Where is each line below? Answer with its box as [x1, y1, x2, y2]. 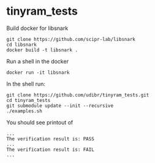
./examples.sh [6, 108, 43, 114]
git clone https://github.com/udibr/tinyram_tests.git [6, 92, 149, 98]
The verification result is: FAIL [6, 147, 95, 153]
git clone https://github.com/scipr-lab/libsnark [6, 36, 136, 42]
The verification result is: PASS [6, 136, 95, 142]
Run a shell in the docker [6, 57, 69, 65]
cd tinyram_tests [6, 97, 51, 103]
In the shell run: [6, 80, 46, 87]
